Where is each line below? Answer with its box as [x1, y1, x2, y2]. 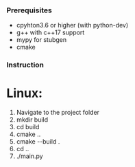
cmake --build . [16, 137, 60, 146]
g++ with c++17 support [16, 28, 85, 36]
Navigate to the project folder [16, 109, 100, 117]
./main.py [16, 152, 43, 160]
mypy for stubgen [16, 36, 67, 44]
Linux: [6, 85, 42, 101]
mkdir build [16, 115, 49, 124]
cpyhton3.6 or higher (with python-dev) [16, 21, 129, 30]
